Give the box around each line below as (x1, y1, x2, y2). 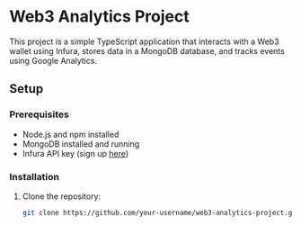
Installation (9, 170, 60, 183)
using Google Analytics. (9, 55, 97, 66)
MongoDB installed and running (22, 138, 140, 149)
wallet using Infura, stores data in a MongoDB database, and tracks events (9, 45, 285, 56)
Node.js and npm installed (22, 129, 120, 140)
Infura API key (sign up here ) (22, 148, 128, 158)
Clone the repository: (22, 191, 102, 202)
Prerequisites (9, 108, 69, 121)
